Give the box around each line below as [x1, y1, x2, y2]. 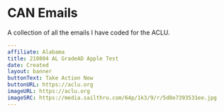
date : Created [7, 61, 50, 68]
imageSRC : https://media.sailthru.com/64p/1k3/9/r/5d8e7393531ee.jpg [7, 94, 218, 101]
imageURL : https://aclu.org [7, 88, 91, 95]
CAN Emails [7, 5, 78, 21]
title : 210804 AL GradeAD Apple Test [7, 55, 119, 62]
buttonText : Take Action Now [7, 75, 94, 82]
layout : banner [7, 68, 52, 75]
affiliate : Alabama [7, 48, 65, 56]
